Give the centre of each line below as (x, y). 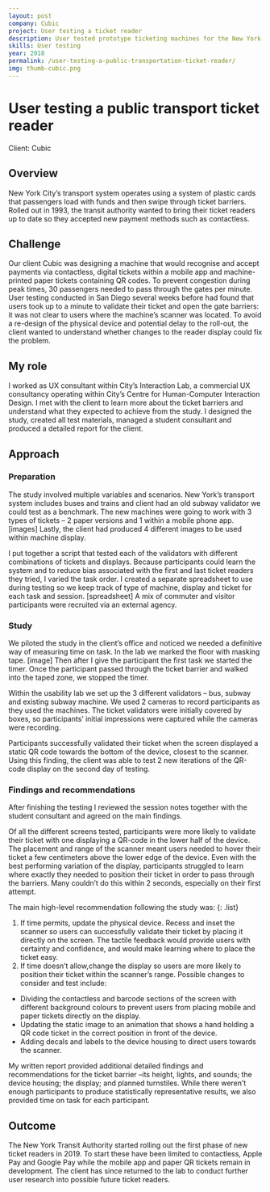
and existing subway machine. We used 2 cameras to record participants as (134, 702)
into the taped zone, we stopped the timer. (79, 678)
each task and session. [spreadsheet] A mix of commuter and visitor (122, 596)
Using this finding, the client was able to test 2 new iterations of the (120, 760)
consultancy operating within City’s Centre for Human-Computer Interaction (134, 394)
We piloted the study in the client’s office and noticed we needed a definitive (135, 643)
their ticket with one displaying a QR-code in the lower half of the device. (129, 840)
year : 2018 (27, 53)
